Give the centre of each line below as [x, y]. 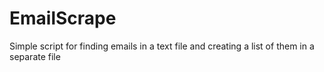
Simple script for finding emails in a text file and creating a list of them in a [162, 46]
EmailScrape [63, 18]
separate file [35, 56]
